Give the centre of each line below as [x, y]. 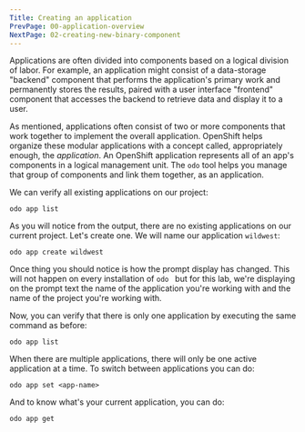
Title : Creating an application [71, 18]
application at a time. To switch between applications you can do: [132, 368]
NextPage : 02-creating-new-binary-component [95, 35]
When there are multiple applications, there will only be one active [133, 359]
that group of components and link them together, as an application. [137, 175]
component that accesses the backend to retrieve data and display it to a [146, 99]
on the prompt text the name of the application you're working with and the [150, 288]
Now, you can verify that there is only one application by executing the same [153, 316]
